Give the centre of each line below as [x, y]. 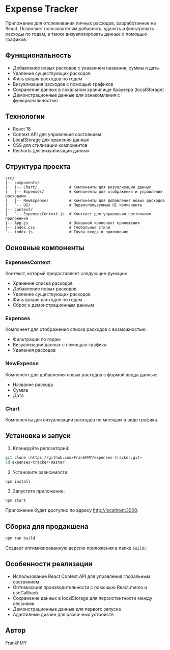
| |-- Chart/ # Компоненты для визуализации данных [78, 187]
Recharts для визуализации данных [51, 150]
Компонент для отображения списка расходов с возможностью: [76, 329]
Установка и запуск [38, 436]
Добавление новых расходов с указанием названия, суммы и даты [86, 68]
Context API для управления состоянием [57, 134]
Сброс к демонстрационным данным [53, 305]
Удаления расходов [34, 350]
